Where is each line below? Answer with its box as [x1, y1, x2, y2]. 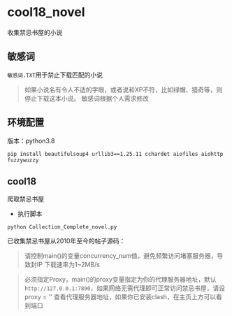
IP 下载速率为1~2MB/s [36, 260, 100, 269]
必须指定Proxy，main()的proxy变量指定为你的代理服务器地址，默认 [24, 275, 217, 284]
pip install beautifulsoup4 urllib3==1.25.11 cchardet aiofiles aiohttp [7, 150, 224, 157]
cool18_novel [7, 4, 85, 20]
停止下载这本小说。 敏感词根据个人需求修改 [24, 94, 149, 102]
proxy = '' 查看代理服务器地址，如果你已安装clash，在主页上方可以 [24, 293, 217, 301]
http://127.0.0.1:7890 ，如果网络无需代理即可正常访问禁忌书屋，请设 [24, 284, 226, 292]
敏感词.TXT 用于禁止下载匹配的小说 [7, 71, 103, 79]
